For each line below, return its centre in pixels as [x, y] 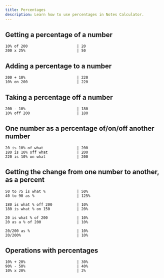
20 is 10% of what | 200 [47, 148]
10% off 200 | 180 [47, 113]
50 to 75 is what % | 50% [47, 191]
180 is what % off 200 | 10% [47, 204]
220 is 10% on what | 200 [47, 157]
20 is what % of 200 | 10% [47, 218]
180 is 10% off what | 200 [47, 152]
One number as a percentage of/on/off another [80, 128]
